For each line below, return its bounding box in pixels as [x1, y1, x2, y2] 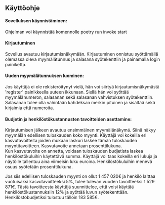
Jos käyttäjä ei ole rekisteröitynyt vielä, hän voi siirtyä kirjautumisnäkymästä [5, 84, 160, 89]
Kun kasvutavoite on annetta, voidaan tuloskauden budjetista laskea [5, 148, 143, 154]
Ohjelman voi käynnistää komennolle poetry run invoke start [5, 29, 127, 35]
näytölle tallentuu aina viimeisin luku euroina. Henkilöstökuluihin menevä [5, 159, 152, 164]
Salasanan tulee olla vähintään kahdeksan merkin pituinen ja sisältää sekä [5, 100, 156, 105]
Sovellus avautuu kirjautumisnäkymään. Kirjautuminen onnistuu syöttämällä [5, 51, 159, 57]
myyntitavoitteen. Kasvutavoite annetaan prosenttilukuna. [5, 143, 122, 149]
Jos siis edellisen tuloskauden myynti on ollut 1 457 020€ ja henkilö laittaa [5, 173, 156, 179]
